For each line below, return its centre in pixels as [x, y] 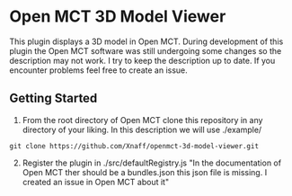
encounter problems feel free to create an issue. [99, 70]
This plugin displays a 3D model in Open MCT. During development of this [146, 41]
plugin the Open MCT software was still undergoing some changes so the [146, 50]
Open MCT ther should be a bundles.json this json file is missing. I [145, 172]
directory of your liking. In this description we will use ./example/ [142, 129]
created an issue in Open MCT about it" [95, 182]
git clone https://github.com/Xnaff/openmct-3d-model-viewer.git [134, 146]
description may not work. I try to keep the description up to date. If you [142, 60]
